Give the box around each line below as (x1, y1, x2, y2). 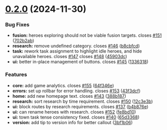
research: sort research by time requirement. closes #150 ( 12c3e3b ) (12, 98, 153, 104)
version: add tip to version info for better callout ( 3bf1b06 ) (12, 119, 133, 125)
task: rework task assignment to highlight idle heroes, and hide (12, 48, 142, 54)
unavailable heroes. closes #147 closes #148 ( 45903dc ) (12, 54, 127, 60)
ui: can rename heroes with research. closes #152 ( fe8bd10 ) (12, 109, 136, 115)
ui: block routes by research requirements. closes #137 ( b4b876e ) (12, 103, 149, 110)
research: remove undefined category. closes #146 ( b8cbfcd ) (12, 43, 140, 49)
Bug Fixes (5, 21, 30, 28)
